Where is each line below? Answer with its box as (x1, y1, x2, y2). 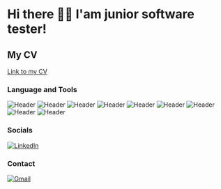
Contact (7, 158, 36, 168)
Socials (7, 126, 33, 135)
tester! (7, 21, 47, 37)
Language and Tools (7, 84, 78, 94)
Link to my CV (7, 68, 47, 75)
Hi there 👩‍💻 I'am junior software (7, 6, 195, 22)
